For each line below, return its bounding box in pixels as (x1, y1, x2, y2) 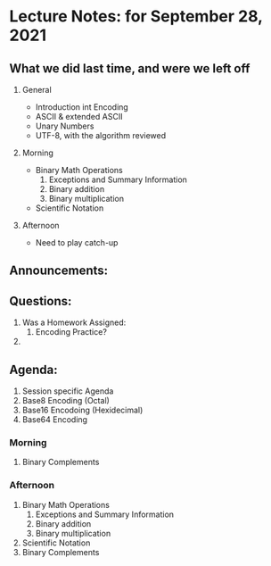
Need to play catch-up (35, 237, 119, 247)
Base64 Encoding (21, 414, 87, 425)
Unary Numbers (35, 121, 94, 131)
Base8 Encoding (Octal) (21, 395, 110, 406)
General (21, 85, 52, 95)
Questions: (9, 293, 72, 309)
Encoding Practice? (35, 327, 107, 337)
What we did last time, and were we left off (9, 61, 250, 76)
